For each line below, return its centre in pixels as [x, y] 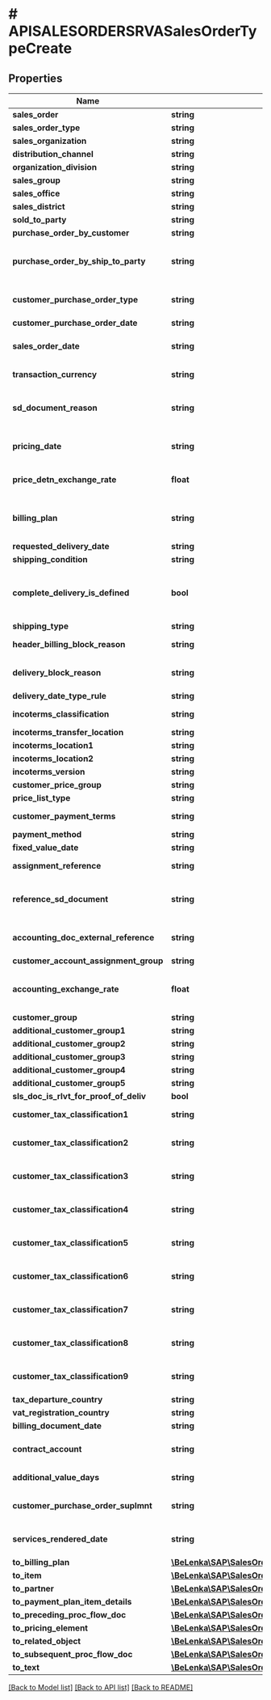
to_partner [33, 1588]
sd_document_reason [55, 408]
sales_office [36, 193]
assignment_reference [57, 866]
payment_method [47, 834]
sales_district [39, 207]
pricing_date [37, 446]
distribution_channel [53, 154]
